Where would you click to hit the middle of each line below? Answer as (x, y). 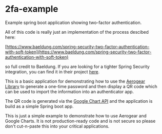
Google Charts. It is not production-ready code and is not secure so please (80, 121)
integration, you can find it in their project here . (52, 71)
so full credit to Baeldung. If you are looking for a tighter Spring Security (77, 67)
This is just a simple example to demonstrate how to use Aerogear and (76, 115)
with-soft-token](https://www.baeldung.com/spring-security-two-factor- (78, 52)
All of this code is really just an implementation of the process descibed (77, 32)
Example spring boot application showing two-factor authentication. (73, 22)
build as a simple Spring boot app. (40, 106)
